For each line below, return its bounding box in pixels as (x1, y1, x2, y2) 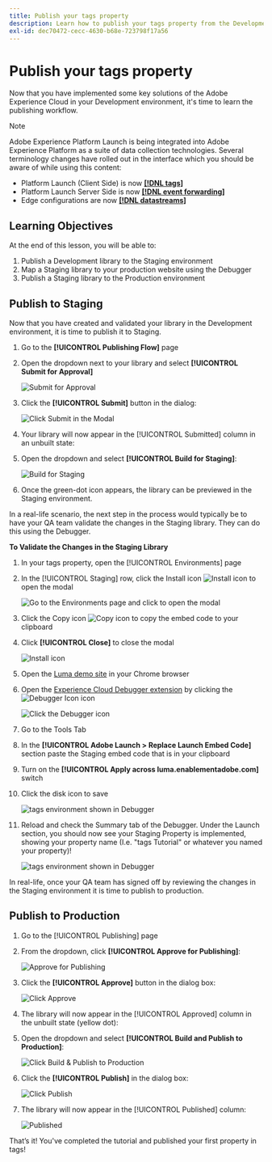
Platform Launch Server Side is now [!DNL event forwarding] (20, 187, 225, 196)
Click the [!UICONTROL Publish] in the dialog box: (20, 1073, 189, 1083)
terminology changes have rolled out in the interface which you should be (9, 154, 254, 164)
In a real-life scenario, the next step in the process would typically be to (9, 509, 248, 518)
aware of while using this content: (9, 163, 122, 172)
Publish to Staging (9, 297, 103, 311)
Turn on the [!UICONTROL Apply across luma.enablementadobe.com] (20, 764, 259, 774)
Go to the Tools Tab (20, 725, 87, 734)
